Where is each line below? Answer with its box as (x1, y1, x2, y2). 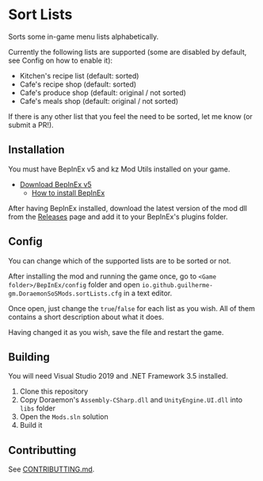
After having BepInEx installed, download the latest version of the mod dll (8, 203, 247, 213)
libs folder (19, 403, 55, 414)
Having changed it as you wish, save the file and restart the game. (8, 327, 224, 337)
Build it (19, 421, 43, 430)
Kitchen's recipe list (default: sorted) (19, 71, 139, 80)
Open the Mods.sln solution (19, 412, 109, 421)
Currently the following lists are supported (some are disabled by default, (8, 47, 247, 56)
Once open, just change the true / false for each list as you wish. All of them (8, 303, 255, 313)
